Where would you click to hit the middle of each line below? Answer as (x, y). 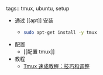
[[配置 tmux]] (39, 51)
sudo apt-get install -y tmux (60, 33)
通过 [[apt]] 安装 (34, 20)
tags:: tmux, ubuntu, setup (38, 8)
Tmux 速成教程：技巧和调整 (56, 66)
